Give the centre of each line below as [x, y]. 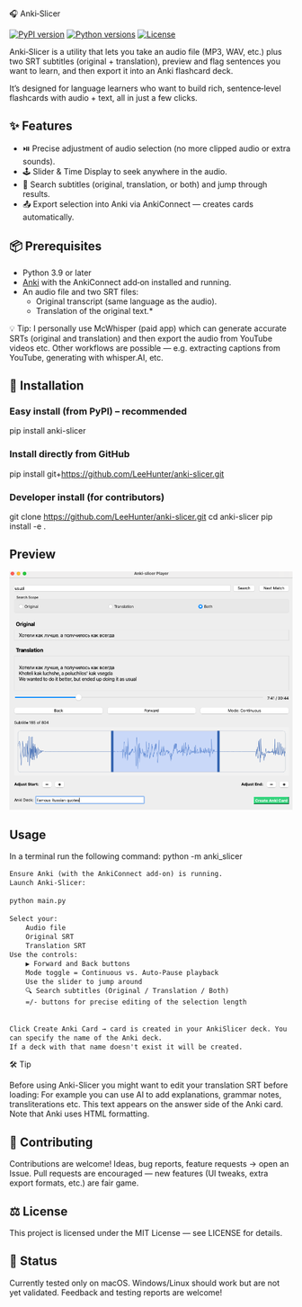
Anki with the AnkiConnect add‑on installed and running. [127, 282]
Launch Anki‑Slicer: [48, 883]
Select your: [34, 919]
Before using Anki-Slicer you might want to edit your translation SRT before [149, 1085]
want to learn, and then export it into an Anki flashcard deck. [121, 71]
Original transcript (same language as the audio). [126, 301]
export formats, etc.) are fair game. [74, 1183]
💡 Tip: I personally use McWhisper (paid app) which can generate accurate [148, 328]
